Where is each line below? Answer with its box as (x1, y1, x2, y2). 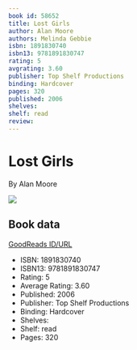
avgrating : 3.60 (8, 65, 63, 73)
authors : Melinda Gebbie (8, 34, 92, 43)
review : (8, 117, 35, 126)
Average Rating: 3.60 (19, 280, 90, 290)
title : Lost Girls (8, 19, 70, 28)
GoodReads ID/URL (8, 239, 73, 249)
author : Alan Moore (8, 27, 74, 35)
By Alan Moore (8, 179, 58, 189)
